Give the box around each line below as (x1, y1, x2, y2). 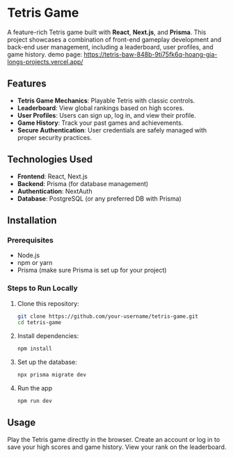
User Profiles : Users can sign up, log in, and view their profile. (17, 111, 196, 119)
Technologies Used (7, 153, 93, 165)
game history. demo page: (7, 50, 83, 59)
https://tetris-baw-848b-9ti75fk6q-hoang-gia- (83, 50, 218, 59)
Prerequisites (7, 235, 54, 245)
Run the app (17, 384, 53, 392)
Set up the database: (17, 358, 78, 367)
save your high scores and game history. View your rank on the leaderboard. (7, 443, 227, 451)
